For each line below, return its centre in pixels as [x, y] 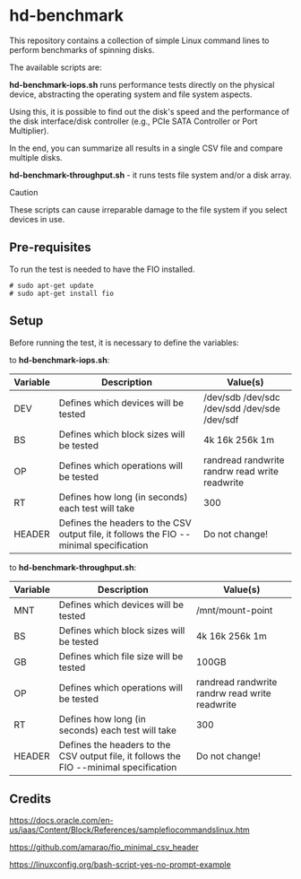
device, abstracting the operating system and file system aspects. [131, 94]
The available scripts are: [56, 67]
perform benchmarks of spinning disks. [82, 49]
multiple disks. [36, 157]
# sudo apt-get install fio [62, 293]
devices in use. [37, 219]
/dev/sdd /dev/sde [241, 408]
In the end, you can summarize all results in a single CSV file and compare [146, 148]
